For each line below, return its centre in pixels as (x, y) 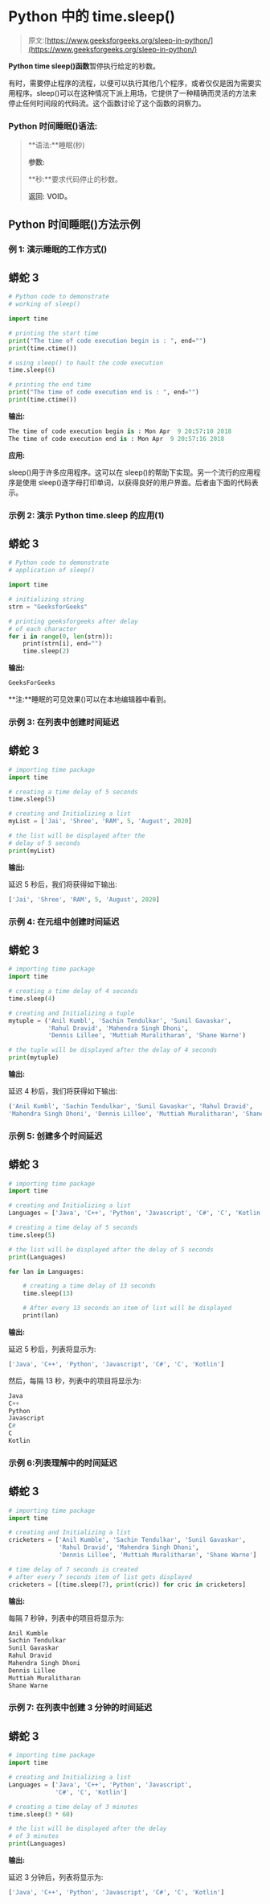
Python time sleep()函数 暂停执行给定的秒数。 (84, 66)
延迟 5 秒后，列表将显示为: (52, 1349)
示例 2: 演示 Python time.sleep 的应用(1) (86, 515)
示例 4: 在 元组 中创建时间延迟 (64, 921)
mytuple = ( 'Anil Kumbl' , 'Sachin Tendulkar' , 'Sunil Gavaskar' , (120, 1020)
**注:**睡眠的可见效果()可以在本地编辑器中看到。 (90, 699)
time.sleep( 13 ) (48, 1294)
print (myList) (32, 851)
